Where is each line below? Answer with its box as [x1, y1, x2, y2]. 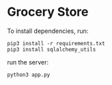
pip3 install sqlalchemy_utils [7, 46, 96, 53]
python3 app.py [7, 71, 51, 78]
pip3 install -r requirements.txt [7, 40, 106, 47]
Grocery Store [7, 4, 89, 20]
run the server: [7, 58, 49, 66]
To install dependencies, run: [7, 27, 89, 35]
